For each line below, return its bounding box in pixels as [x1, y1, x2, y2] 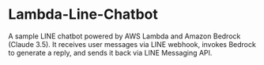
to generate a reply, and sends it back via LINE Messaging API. [8, 48, 213, 57]
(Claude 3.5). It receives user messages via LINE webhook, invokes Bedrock [8, 39, 257, 49]
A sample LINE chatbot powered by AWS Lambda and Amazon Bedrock [8, 31, 241, 41]
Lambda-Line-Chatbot [8, 5, 158, 23]
